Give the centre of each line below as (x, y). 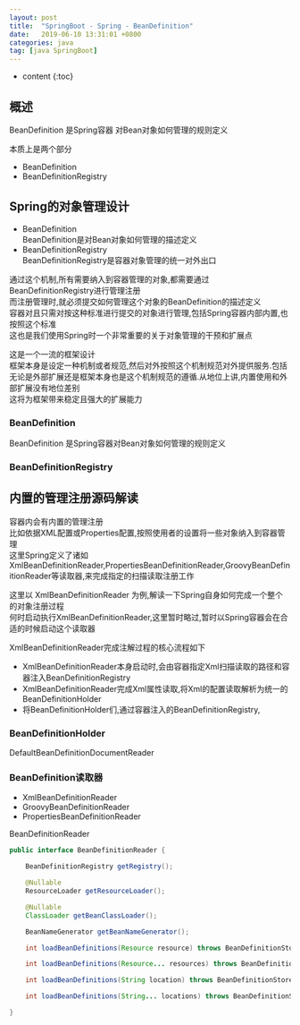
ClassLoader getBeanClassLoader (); (92, 915)
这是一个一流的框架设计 (52, 354)
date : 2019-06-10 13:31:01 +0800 (75, 34)
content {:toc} (48, 76)
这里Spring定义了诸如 (49, 555)
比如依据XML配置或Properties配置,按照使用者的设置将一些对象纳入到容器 (144, 533)
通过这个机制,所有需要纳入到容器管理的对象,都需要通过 (109, 279)
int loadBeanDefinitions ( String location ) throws (120, 980)
